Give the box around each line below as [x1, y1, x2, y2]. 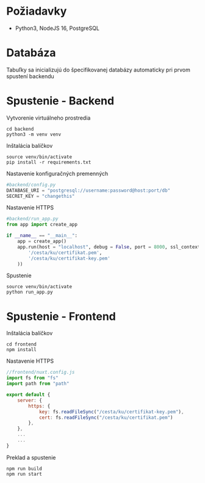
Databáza [6, 46, 56, 60]
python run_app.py [6, 289, 53, 296]
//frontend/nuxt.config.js [6, 369, 75, 376]
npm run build [6, 465, 43, 471]
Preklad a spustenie [6, 454, 56, 461]
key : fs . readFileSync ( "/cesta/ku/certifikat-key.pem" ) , [38, 409, 184, 415]
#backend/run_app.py [6, 216, 59, 222]
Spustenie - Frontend [6, 310, 116, 323]
